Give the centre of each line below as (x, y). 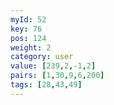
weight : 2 (31, 47)
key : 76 (26, 29)
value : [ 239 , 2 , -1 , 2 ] (53, 66)
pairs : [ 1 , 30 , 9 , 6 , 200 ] (57, 76)
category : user (42, 57)
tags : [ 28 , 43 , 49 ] (46, 85)
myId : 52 (28, 19)
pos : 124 (28, 38)
